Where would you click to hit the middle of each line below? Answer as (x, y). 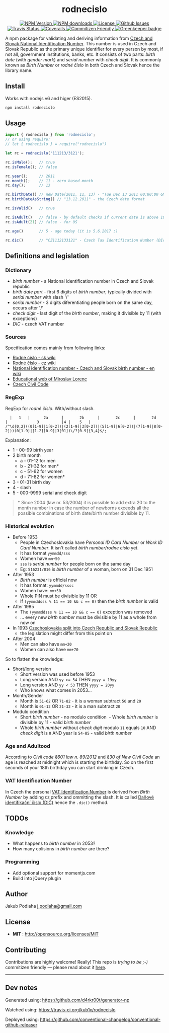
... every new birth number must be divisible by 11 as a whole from (88, 617)
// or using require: (28, 139)
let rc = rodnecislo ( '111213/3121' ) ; (45, 153)
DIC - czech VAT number (38, 324)
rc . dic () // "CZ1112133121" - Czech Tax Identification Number (80, 240)
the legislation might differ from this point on (66, 633)
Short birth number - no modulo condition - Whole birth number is (89, 717)
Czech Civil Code (30, 384)
